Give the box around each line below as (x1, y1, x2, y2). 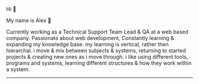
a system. (6, 66, 30, 73)
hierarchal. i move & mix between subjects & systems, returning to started (6, 47, 187, 54)
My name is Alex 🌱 (6, 17, 52, 23)
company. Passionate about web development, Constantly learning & (6, 35, 175, 41)
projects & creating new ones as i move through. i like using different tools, (6, 53, 188, 60)
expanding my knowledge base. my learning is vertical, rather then (6, 41, 169, 48)
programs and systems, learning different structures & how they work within (6, 59, 192, 66)
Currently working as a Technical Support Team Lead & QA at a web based (6, 28, 188, 35)
